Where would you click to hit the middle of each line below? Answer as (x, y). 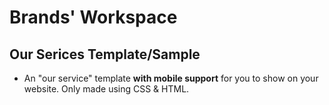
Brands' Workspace (93, 17)
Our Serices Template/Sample (105, 54)
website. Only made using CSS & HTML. (106, 89)
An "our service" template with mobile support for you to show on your (171, 78)
